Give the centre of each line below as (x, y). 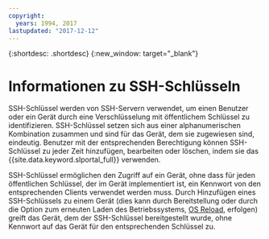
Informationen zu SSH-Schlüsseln (124, 86)
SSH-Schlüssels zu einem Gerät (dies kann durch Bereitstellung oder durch (133, 201)
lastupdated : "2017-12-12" (54, 31)
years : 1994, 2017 (47, 23)
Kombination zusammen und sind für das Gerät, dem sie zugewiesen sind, (132, 134)
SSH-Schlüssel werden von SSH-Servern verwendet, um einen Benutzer (128, 109)
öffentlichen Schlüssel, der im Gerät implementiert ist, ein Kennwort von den (135, 184)
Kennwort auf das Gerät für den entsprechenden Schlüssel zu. (112, 227)
